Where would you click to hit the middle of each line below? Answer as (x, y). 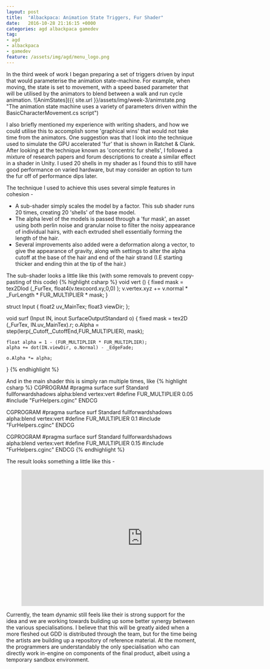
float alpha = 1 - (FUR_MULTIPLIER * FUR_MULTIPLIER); (77, 342)
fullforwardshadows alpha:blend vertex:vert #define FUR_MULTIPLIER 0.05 (100, 394)
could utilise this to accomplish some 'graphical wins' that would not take (97, 131)
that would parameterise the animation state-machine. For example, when (98, 81)
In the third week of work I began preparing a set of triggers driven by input (100, 74)
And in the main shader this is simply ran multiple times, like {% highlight (97, 381)
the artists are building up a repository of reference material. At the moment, (101, 640)
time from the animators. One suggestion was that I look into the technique (99, 137)
